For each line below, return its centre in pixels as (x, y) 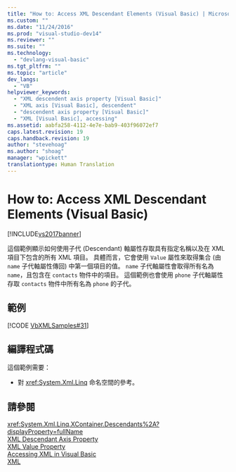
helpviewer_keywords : (39, 92)
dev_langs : (23, 79)
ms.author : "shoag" (36, 151)
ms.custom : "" (28, 20)
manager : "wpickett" (38, 158)
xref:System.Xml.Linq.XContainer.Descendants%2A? (84, 424)
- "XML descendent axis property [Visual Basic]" (87, 99)
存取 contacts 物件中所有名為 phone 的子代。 (71, 283)
